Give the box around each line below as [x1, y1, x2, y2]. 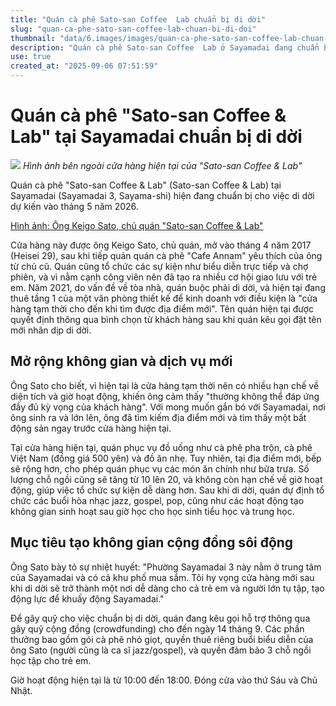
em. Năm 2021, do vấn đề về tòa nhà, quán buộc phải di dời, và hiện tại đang [10, 281, 326, 293]
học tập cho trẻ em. [10, 654, 92, 666]
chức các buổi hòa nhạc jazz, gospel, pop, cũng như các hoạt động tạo [10, 494, 305, 506]
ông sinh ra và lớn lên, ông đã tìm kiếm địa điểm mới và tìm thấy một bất [10, 411, 307, 423]
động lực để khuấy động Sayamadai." [10, 592, 165, 605]
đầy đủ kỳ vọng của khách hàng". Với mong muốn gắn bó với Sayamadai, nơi [10, 401, 326, 413]
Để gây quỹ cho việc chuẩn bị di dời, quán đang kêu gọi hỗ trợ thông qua [10, 612, 311, 624]
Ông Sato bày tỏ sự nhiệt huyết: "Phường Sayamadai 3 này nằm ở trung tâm [10, 561, 322, 573]
